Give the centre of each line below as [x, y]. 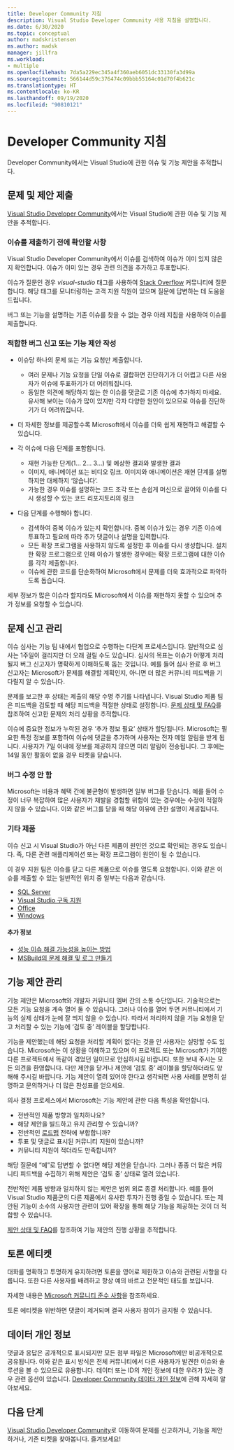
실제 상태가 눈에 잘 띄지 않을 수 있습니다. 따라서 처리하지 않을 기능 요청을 [119, 1018]
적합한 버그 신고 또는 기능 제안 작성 [62, 343]
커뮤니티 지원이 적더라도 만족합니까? [67, 1150]
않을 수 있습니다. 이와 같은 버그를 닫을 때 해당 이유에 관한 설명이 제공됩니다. [117, 809]
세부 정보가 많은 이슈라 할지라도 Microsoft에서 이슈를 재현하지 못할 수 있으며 [111, 595]
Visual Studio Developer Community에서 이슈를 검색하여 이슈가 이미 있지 [109, 258]
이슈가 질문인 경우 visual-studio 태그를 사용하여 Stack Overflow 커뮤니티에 [111, 282]
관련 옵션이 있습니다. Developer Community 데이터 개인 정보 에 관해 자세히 [116, 1379]
